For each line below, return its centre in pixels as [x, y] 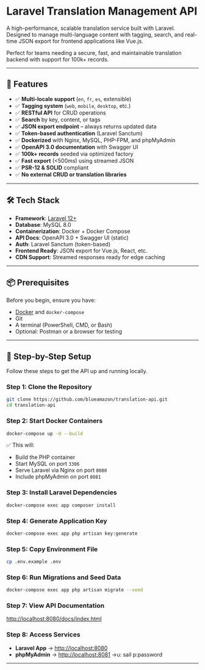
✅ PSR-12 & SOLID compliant [52, 167]
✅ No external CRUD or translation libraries [71, 174]
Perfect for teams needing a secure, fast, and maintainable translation [94, 52]
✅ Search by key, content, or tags [58, 119]
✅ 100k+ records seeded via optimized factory [74, 154]
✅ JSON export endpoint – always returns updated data [86, 126]
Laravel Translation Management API [102, 11]
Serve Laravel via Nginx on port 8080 [61, 470]
